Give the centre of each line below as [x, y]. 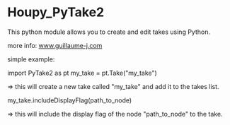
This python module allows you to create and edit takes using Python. [109, 32]
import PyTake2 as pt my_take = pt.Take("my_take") [82, 73]
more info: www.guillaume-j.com [55, 45]
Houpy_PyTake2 [56, 12]
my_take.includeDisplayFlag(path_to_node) [70, 100]
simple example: [31, 59]
